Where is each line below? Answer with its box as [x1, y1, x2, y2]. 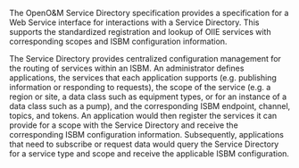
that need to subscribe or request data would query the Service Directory [9, 139, 279, 149]
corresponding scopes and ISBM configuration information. [9, 36, 228, 46]
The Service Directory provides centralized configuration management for [9, 54, 281, 63]
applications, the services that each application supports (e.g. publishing [9, 72, 277, 83]
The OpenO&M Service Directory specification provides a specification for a [9, 8, 289, 18]
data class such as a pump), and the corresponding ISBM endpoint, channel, [9, 101, 291, 111]
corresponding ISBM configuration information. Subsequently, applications [9, 130, 284, 139]
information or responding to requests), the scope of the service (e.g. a [9, 82, 271, 92]
